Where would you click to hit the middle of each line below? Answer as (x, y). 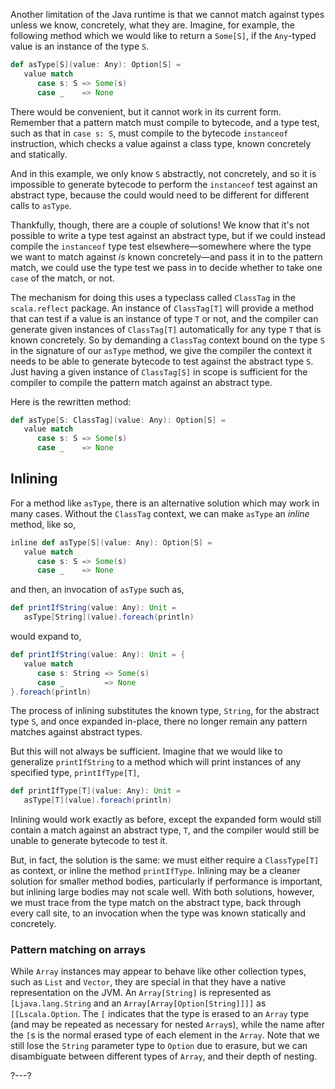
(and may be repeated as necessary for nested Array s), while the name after (168, 1025)
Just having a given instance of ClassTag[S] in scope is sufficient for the (159, 371)
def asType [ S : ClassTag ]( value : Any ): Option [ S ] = (118, 420)
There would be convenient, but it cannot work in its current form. (146, 111)
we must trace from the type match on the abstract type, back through (156, 903)
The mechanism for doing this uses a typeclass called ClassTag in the (153, 297)
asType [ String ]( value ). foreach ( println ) (109, 617)
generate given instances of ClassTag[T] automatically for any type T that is (166, 329)
